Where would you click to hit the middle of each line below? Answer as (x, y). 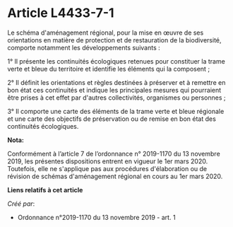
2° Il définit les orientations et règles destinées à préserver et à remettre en (116, 82)
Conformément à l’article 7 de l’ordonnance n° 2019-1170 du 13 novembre (114, 153)
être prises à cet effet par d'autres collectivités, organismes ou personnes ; (116, 98)
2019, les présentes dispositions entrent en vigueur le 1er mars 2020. (108, 161)
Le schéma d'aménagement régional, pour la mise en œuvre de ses (106, 33)
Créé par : (21, 204)
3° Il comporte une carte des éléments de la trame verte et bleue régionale (116, 111)
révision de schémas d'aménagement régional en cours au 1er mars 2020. (115, 176)
